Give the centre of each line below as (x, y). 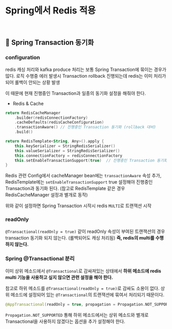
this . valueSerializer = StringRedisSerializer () (67, 151)
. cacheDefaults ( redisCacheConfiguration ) (59, 122)
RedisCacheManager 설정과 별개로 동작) (47, 195)
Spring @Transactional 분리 (40, 259)
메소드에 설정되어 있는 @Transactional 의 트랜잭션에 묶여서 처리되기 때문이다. (88, 295)
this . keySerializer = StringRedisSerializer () (65, 146)
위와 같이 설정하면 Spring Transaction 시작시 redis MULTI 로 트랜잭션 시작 (79, 206)
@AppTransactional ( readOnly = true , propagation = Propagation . (75, 304)
